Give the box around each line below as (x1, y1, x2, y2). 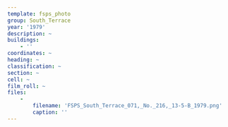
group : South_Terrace (7, 17, 71, 24)
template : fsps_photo (7, 10, 71, 18)
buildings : (7, 37, 40, 44)
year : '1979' (7, 23, 46, 30)
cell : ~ (7, 75, 30, 83)
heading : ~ (7, 56, 40, 64)
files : (7, 89, 27, 96)
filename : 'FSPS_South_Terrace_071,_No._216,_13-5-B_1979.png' (32, 102, 222, 109)
